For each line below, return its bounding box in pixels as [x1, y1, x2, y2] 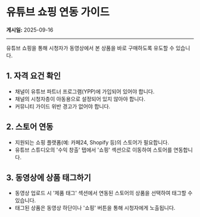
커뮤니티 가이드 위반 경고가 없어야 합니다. [14, 102, 111, 110]
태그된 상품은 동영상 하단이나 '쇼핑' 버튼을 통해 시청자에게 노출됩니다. [14, 205, 176, 212]
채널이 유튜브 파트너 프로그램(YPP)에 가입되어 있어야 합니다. [14, 87, 155, 95]
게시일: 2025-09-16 [6, 26, 54, 33]
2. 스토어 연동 [6, 122, 54, 132]
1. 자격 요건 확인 [6, 71, 61, 81]
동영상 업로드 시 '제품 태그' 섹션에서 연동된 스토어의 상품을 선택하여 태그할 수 [14, 190, 193, 197]
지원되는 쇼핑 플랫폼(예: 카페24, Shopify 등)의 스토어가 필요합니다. [14, 139, 170, 146]
